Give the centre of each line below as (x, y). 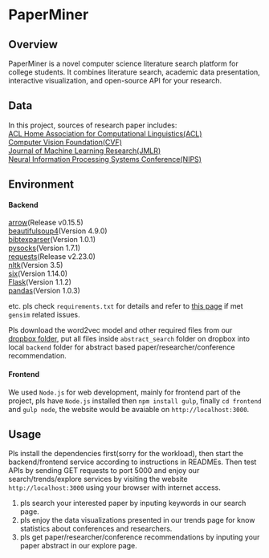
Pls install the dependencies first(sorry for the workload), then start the (126, 454)
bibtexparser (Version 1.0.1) (52, 240)
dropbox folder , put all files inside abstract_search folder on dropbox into (129, 339)
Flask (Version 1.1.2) (40, 282)
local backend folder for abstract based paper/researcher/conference (122, 347)
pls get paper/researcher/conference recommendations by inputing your (140, 537)
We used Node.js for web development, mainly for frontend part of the (124, 392)
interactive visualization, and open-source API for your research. (115, 81)
